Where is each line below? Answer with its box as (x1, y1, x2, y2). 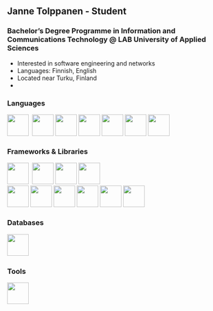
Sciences (7, 43, 39, 53)
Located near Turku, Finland (16, 74, 98, 82)
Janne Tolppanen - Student (7, 6, 127, 17)
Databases (7, 218, 44, 228)
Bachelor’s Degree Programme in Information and (7, 26, 176, 36)
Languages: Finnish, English (16, 66, 97, 74)
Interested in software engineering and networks (16, 59, 156, 68)
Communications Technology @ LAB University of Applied (7, 34, 206, 44)
